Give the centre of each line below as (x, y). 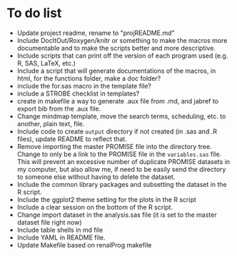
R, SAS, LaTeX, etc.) (46, 63)
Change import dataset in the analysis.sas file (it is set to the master (117, 215)
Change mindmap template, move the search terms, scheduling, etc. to (121, 116)
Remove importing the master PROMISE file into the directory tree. (114, 146)
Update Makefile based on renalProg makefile (84, 245)
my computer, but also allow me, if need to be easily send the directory (121, 169)
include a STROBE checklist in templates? (78, 93)
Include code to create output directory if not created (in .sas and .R (117, 131)
